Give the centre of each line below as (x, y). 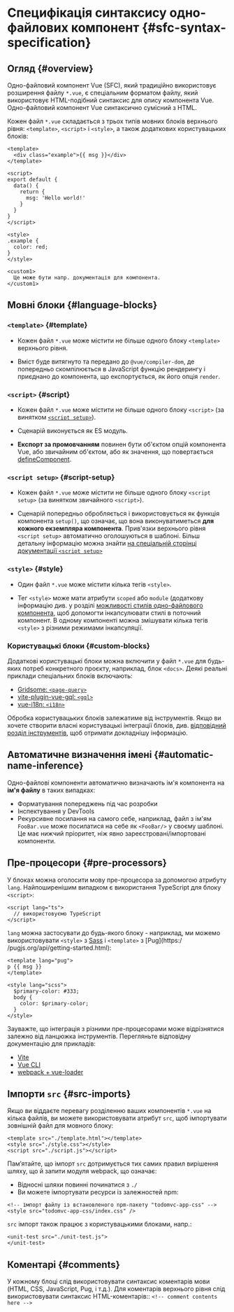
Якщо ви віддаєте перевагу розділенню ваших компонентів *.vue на (109, 1111)
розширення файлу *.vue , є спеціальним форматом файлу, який (103, 93)
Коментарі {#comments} (64, 1265)
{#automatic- (183, 755)
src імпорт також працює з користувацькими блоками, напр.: (100, 1224)
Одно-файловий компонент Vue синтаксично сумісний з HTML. (102, 108)
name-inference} (45, 766)
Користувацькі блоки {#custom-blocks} (79, 646)
